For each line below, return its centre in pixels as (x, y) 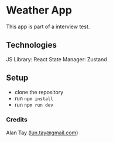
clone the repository (39, 92)
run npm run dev (34, 104)
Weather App (39, 10)
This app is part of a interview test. (48, 27)
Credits (17, 120)
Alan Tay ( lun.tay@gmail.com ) (42, 133)
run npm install (34, 98)
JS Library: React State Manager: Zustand (56, 59)
